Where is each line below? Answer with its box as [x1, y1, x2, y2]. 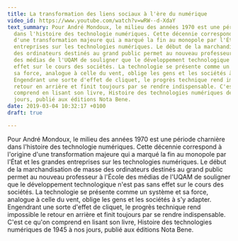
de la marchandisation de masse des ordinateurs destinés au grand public [7, 164, 223, 174]
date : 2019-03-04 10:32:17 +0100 [7, 103, 106, 110]
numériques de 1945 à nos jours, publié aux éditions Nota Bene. [7, 225, 194, 234]
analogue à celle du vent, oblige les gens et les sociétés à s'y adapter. [7, 195, 212, 203]
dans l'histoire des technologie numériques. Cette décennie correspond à [7, 142, 222, 151]
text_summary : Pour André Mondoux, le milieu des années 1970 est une [7, 23, 220, 30]
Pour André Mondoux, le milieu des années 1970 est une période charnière [7, 135, 225, 143]
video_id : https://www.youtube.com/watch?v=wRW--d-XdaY [7, 17, 176, 24]
